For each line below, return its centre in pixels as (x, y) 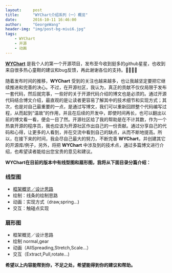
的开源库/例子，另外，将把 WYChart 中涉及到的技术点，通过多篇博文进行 (82, 145)
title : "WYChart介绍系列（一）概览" (47, 15)
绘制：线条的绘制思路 (35, 195)
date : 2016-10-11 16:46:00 (41, 19)
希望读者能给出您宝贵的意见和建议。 (57, 151)
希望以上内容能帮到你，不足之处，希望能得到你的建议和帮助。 (70, 265)
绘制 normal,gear (31, 241)
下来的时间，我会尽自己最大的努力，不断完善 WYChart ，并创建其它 (94, 139)
